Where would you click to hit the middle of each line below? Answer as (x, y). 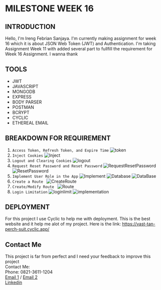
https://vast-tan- (139, 224)
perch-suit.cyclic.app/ (27, 229)
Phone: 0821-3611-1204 (29, 272)
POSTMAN (23, 107)
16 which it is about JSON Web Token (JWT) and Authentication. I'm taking (80, 44)
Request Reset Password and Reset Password (57, 166)
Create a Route (28, 182)
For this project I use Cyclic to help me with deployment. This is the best (78, 219)
